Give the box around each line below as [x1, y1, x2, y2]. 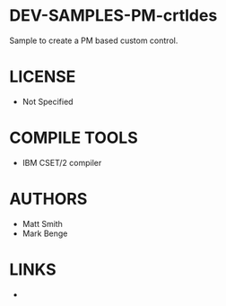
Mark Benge [22, 228, 68, 239]
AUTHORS [9, 189, 88, 209]
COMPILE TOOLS [9, 127, 138, 148]
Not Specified [22, 96, 74, 107]
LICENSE [9, 66, 76, 87]
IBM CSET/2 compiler [22, 157, 102, 168]
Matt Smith [22, 218, 63, 229]
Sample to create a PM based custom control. [9, 35, 178, 46]
